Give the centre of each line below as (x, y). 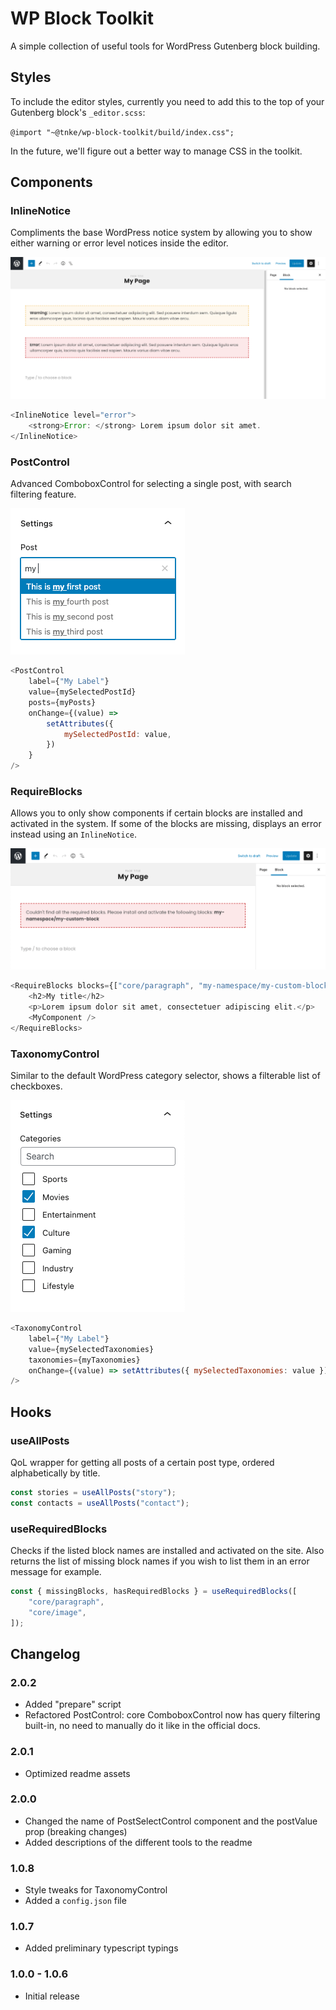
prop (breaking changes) (76, 1831)
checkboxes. (36, 1086)
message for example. (56, 1572)
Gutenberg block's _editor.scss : (78, 112)
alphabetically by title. (55, 1473)
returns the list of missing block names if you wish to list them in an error (160, 1561)
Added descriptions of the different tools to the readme (138, 1842)
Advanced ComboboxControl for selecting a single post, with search (151, 484)
